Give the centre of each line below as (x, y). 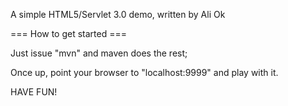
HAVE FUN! (34, 92)
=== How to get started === (68, 33)
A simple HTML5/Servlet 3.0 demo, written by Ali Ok (118, 14)
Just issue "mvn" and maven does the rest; (99, 53)
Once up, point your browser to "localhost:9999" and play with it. (144, 72)
